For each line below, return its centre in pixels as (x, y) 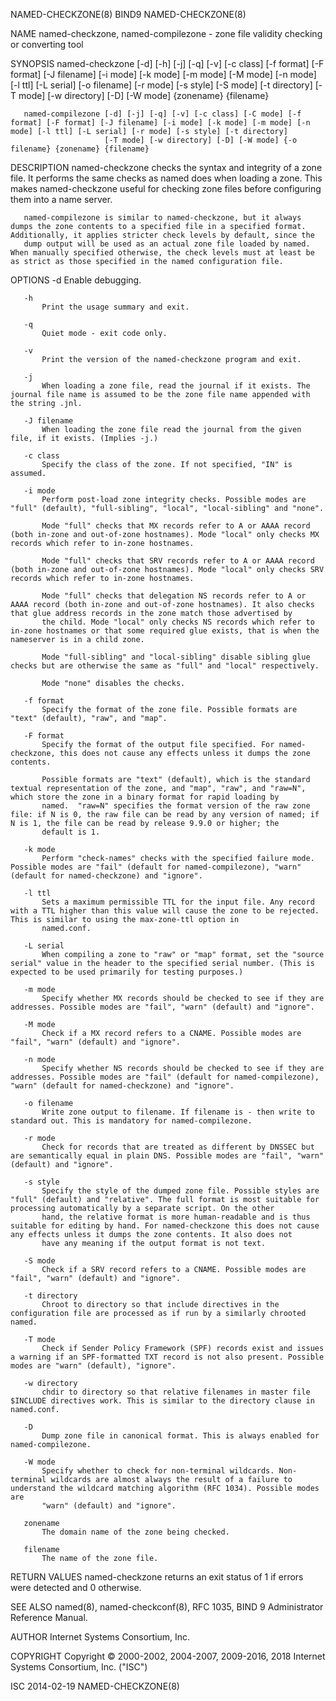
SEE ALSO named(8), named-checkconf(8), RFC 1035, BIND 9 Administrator (167, 1607)
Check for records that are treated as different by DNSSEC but (178, 1147)
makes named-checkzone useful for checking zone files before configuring (166, 188)
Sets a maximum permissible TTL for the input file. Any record (178, 902)
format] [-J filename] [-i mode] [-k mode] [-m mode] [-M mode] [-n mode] (163, 74)
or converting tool (47, 44)
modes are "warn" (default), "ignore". (93, 1366)
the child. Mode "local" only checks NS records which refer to (178, 622)
